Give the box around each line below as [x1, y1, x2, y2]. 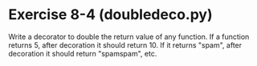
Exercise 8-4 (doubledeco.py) [8, 6, 213, 24]
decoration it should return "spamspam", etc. [8, 49, 157, 58]
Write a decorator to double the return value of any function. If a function [8, 32, 250, 41]
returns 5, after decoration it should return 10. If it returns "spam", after [8, 40, 243, 49]
